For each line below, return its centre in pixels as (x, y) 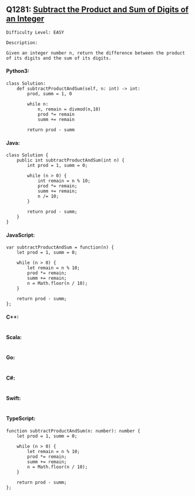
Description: (22, 43)
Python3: (18, 71)
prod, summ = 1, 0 (50, 94)
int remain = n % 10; (64, 181)
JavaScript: (21, 235)
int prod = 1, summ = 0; (58, 166)
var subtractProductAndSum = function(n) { (60, 247)
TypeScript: (21, 418)
